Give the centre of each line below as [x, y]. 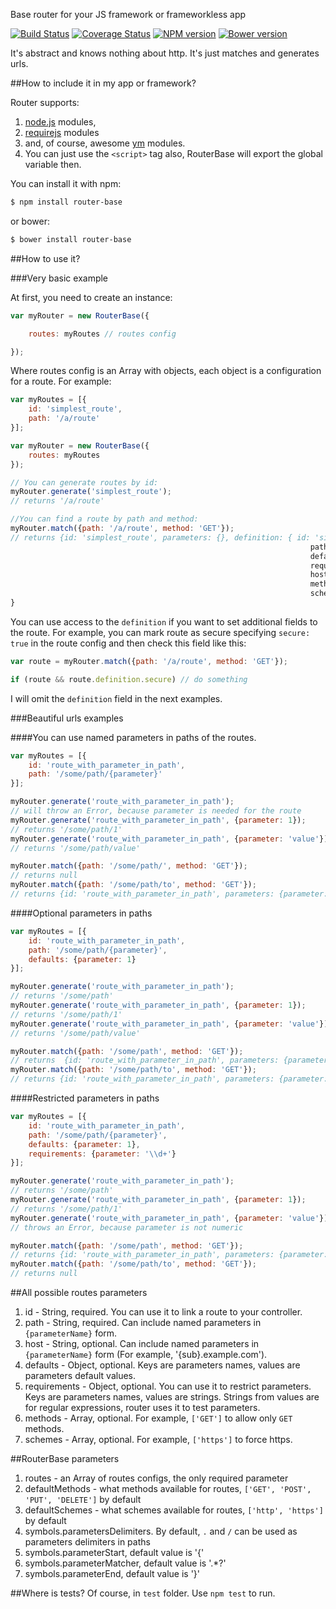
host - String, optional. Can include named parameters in [142, 1343]
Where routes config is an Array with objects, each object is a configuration [166, 371]
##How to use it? [45, 258]
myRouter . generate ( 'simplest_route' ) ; [91, 492]
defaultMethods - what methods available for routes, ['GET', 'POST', [168, 1488]
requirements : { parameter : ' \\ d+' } [102, 1154]
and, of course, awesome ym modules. [105, 143]
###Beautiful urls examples [67, 718]
